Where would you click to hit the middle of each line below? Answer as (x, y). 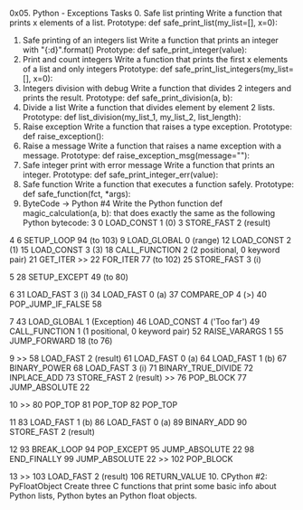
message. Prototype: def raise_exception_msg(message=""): (136, 156)
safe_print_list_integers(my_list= (234, 69)
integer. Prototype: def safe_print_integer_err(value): (120, 175)
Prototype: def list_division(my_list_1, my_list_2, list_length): (132, 117)
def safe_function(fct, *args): (76, 194)
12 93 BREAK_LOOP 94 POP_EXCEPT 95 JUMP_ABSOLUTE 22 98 (132, 449)
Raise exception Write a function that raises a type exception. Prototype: (157, 127)
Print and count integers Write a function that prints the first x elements (155, 59)
